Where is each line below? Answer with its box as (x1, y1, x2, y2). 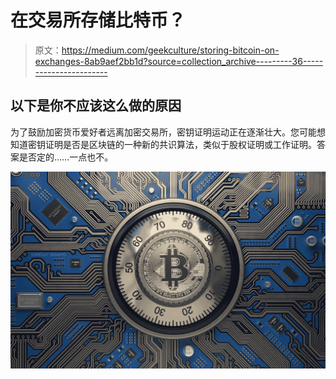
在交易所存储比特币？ (10, 9, 187, 32)
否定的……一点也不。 (27, 151, 114, 163)
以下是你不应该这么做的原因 (10, 97, 182, 115)
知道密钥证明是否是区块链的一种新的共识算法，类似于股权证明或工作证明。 (10, 138, 317, 150)
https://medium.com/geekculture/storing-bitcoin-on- (61, 44, 280, 56)
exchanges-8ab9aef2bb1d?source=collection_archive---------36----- (34, 55, 324, 67)
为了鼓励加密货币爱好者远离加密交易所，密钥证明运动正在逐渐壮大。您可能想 (10, 126, 326, 138)
